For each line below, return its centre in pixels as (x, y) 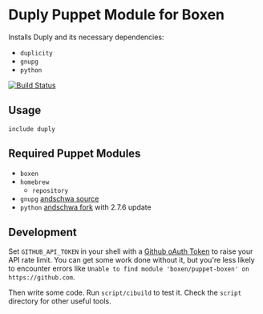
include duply (32, 129)
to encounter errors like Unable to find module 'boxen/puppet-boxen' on (129, 269)
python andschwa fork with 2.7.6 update (85, 207)
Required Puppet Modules (75, 154)
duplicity (36, 53)
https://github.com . (42, 277)
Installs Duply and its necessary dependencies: (86, 37)
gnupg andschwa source (59, 198)
